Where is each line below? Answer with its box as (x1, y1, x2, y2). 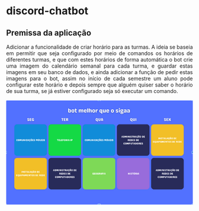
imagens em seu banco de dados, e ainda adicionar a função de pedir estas (6, 69, 193, 75)
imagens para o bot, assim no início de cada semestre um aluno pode (6, 75, 193, 82)
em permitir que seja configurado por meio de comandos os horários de (6, 50, 193, 57)
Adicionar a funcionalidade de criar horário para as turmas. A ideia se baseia (6, 43, 193, 50)
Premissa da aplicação (6, 28, 92, 38)
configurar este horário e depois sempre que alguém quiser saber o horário (6, 81, 193, 88)
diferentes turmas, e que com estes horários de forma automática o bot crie (6, 56, 193, 63)
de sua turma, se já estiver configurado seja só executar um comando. (6, 88, 178, 94)
